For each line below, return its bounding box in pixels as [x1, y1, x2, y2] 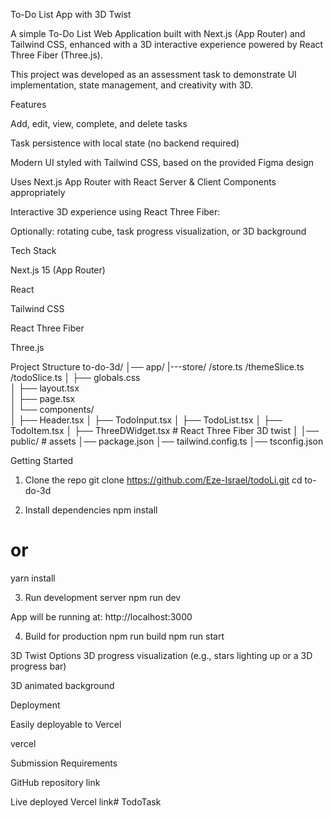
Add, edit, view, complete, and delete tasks [10, 118, 188, 129]
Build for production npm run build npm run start [24, 630, 225, 642]
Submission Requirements [10, 757, 118, 769]
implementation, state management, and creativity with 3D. [10, 79, 253, 91]
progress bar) [10, 660, 67, 672]
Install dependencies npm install [24, 504, 158, 516]
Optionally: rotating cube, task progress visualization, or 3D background [10, 225, 307, 237]
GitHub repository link [10, 776, 101, 788]
